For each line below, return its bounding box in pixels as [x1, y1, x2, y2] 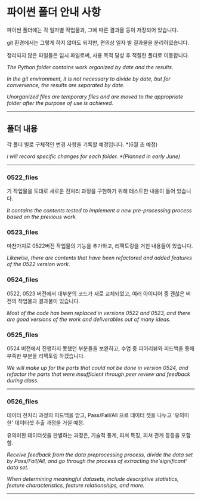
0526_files [7, 397, 38, 406]
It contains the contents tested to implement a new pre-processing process [7, 207, 192, 214]
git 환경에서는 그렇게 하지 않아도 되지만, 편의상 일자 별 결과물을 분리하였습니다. [7, 39, 190, 46]
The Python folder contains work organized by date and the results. [7, 63, 174, 70]
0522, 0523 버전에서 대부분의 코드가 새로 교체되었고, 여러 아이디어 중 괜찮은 [7, 290, 185, 297]
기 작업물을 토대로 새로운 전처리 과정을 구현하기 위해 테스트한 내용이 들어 [7, 187, 175, 195]
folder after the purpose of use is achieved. [7, 99, 114, 106]
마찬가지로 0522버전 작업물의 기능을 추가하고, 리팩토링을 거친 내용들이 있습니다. [7, 242, 193, 249]
